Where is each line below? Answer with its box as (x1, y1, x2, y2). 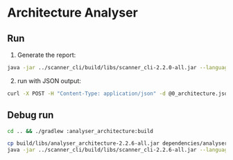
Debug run (7, 109, 54, 121)
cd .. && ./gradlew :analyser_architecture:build (7, 127, 154, 134)
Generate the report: (17, 51, 76, 59)
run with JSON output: (17, 76, 82, 85)
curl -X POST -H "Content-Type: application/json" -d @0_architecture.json (7, 90, 231, 97)
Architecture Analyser (7, 5, 139, 21)
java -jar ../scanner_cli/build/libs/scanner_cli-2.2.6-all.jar (7, 147, 197, 154)
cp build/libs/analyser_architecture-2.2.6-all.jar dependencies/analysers (7, 140, 231, 147)
